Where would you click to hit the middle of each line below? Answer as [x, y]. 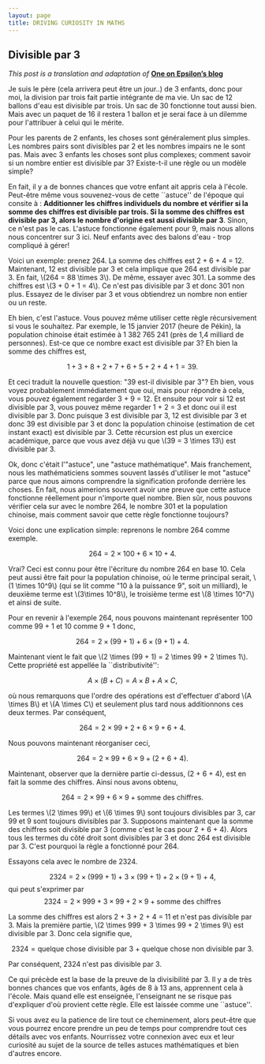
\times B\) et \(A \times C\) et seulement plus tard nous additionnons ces [126, 704]
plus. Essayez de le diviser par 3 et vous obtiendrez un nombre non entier [128, 294]
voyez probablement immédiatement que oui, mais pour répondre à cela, [126, 391]
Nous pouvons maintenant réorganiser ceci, [79, 744]
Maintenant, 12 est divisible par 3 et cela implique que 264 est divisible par [129, 269]
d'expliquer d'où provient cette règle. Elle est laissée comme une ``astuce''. [130, 1005]
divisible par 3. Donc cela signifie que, [70, 934]
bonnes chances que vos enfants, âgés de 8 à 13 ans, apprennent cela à [126, 988]
